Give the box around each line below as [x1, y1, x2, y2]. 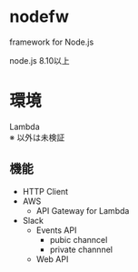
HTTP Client [22, 186, 69, 196]
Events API [35, 225, 77, 236]
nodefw [9, 6, 70, 27]
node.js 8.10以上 [9, 55, 70, 65]
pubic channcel [49, 234, 108, 245]
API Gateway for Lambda [35, 205, 130, 216]
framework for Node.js [9, 36, 94, 47]
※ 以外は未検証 [9, 132, 65, 143]
